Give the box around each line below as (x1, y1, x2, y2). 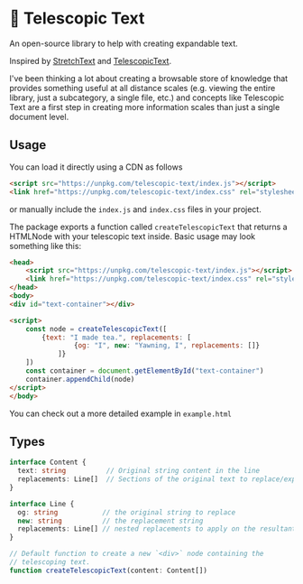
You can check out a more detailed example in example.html (9, 408, 232, 419)
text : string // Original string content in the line (17, 467, 260, 476)
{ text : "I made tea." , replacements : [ (41, 333, 192, 342)
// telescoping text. (9, 558, 91, 567)
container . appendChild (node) (25, 375, 135, 384)
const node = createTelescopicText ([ (25, 324, 168, 333)
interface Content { (9, 458, 87, 468)
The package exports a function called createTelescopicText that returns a (9, 221, 288, 232)
